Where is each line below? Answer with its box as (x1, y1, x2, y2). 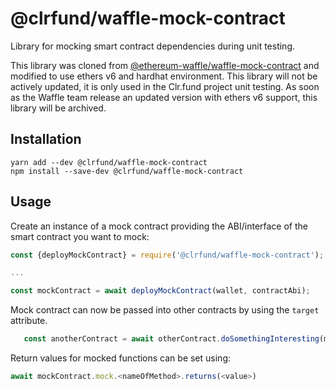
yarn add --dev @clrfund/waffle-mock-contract (10, 157, 208, 167)
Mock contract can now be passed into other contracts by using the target (10, 304, 320, 316)
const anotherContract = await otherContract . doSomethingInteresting (23, 334, 320, 344)
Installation (10, 131, 82, 148)
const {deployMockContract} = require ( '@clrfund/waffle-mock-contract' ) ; (10, 250, 325, 260)
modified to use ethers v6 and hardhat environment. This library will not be (10, 70, 318, 82)
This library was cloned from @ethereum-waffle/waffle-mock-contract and (10, 59, 320, 71)
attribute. (10, 315, 48, 327)
